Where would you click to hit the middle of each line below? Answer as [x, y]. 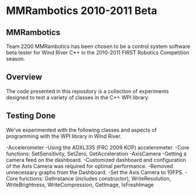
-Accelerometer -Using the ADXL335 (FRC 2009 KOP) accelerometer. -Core [98, 147]
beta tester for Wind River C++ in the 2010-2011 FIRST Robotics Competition [98, 53]
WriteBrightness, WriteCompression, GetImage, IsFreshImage [80, 185]
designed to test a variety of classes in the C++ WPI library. [78, 97]
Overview [24, 77]
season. [16, 59]
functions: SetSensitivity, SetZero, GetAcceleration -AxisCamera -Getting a [97, 154]
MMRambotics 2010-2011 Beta [82, 11]
